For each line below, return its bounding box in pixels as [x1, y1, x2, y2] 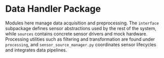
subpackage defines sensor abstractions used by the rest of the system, [5, 25, 156, 31]
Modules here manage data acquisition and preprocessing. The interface [5, 20, 159, 26]
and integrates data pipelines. [5, 47, 67, 53]
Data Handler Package [5, 3, 101, 15]
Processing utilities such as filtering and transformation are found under [5, 36, 155, 42]
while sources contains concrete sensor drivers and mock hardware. [5, 31, 148, 37]
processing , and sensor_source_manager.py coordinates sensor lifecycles [5, 41, 156, 47]
